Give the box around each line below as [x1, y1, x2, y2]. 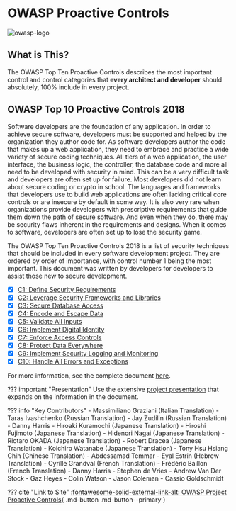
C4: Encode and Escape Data [17, 309, 104, 318]
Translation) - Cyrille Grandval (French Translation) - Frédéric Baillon [7, 459, 208, 468]
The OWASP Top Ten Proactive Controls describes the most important [7, 67, 213, 76]
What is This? [7, 49, 69, 61]
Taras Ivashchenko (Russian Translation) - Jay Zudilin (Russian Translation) [7, 414, 227, 422]
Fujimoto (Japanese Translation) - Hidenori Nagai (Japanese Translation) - [7, 429, 225, 437]
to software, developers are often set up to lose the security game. [7, 228, 202, 236]
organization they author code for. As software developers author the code [7, 137, 226, 146]
